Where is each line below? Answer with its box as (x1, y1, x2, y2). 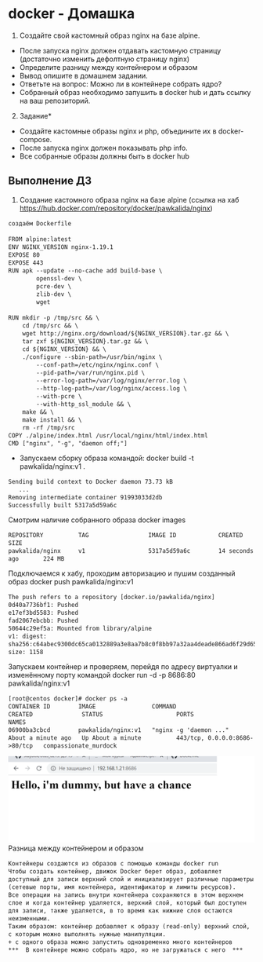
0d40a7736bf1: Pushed (8, 601, 79, 609)
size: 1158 (8, 648, 44, 656)
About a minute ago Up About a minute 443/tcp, (8, 733, 205, 742)
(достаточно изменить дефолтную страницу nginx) (19, 54, 190, 64)
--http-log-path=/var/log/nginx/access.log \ (36, 384, 188, 393)
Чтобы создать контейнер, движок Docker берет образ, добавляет (8, 867, 222, 876)
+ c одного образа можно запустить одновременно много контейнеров (8, 938, 233, 946)
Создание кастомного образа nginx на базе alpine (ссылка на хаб (19, 195, 240, 204)
